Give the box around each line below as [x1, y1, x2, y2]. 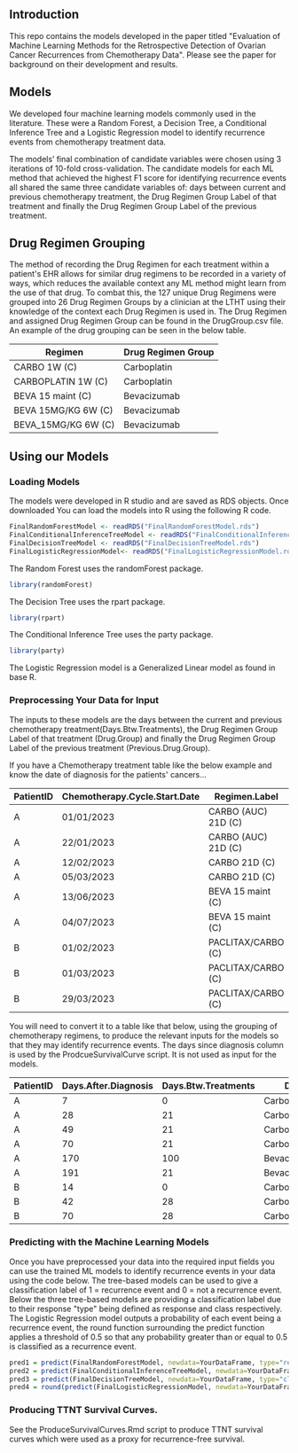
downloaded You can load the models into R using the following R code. [9, 505, 272, 516]
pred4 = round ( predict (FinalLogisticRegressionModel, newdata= [9, 1383, 248, 1392]
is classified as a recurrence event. [9, 1340, 137, 1351]
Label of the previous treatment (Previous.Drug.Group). [9, 742, 211, 753]
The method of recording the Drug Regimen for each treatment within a [9, 259, 270, 270]
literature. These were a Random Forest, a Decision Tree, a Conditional [9, 117, 268, 128]
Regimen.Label [214, 790, 279, 802]
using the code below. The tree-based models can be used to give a [9, 1275, 259, 1285]
